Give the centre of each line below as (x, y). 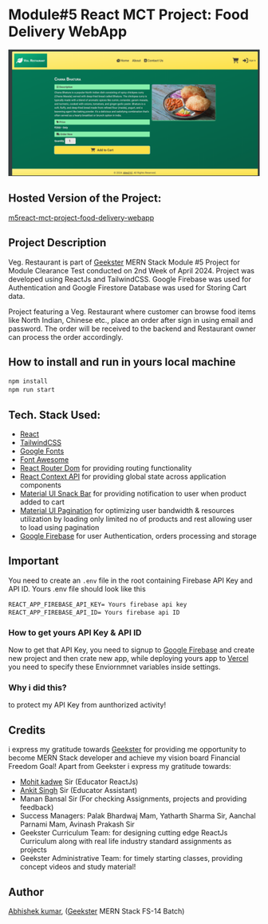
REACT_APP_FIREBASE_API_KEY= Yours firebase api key (98, 604)
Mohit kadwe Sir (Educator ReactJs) (79, 782)
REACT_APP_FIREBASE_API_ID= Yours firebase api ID (94, 612)
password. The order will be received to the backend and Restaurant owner (132, 329)
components (40, 484)
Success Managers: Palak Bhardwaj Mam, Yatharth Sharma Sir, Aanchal (138, 816)
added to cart (42, 502)
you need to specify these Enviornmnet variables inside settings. (114, 667)
